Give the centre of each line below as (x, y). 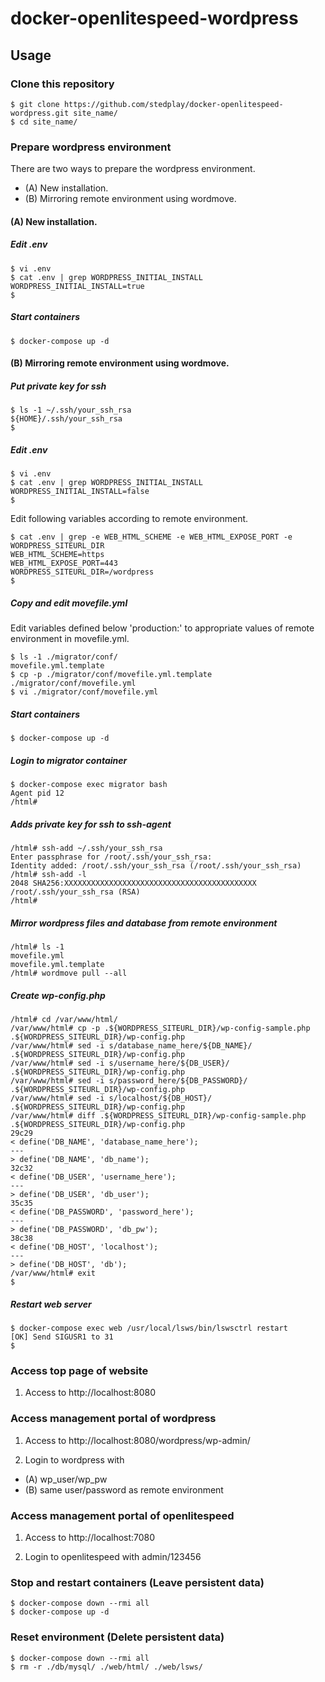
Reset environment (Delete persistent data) (117, 1637)
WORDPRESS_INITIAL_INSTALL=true (77, 286)
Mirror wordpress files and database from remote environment (144, 923)
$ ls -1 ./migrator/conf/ (64, 657)
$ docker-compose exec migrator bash (89, 785)
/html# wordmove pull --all (69, 973)
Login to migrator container (69, 760)
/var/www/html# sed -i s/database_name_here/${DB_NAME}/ (131, 1046)
